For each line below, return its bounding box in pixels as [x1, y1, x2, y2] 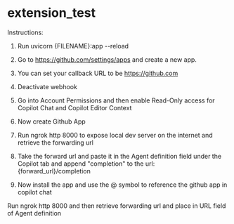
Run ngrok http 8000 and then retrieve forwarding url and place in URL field [7, 202, 226, 210]
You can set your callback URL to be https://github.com [17, 69, 178, 77]
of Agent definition [7, 209, 62, 217]
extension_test [7, 5, 96, 21]
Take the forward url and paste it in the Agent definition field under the [17, 152, 222, 160]
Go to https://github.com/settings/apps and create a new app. [17, 55, 197, 64]
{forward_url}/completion [17, 166, 91, 175]
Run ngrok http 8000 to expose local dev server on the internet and [17, 131, 213, 139]
